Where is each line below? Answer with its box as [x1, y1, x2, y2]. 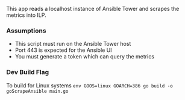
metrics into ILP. [6, 11, 46, 19]
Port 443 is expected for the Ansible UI [14, 46, 113, 54]
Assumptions [6, 27, 46, 35]
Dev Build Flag [6, 68, 49, 77]
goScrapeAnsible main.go [6, 88, 69, 94]
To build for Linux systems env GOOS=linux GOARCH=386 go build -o [6, 81, 173, 89]
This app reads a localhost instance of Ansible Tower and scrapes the [6, 5, 180, 12]
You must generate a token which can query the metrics [14, 53, 155, 60]
